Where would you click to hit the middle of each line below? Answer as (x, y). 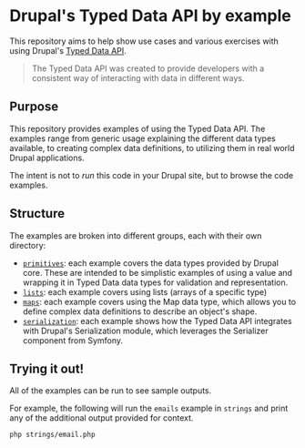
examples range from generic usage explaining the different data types (142, 138)
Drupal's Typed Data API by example (150, 16)
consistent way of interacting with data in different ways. (138, 77)
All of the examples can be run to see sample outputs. (111, 391)
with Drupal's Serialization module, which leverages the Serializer (145, 331)
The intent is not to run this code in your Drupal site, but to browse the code (152, 175)
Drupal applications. (47, 158)
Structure (37, 214)
